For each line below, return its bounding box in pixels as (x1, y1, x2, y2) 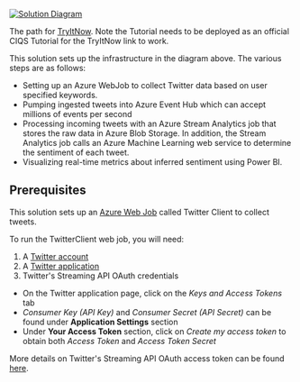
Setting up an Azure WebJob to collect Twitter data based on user (22, 80, 268, 90)
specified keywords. (22, 90, 98, 100)
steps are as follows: (9, 63, 86, 73)
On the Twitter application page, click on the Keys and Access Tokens (22, 287, 282, 298)
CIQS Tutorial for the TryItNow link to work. (9, 36, 169, 46)
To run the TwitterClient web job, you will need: (9, 233, 185, 244)
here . (9, 362, 29, 373)
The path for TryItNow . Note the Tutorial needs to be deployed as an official (9, 26, 290, 36)
